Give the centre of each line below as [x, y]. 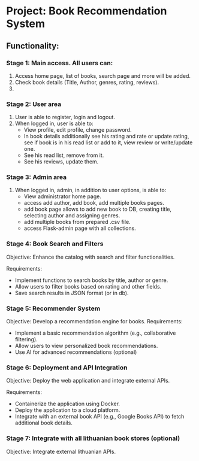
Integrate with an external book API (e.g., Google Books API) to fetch [99, 417]
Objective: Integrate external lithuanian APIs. [61, 451]
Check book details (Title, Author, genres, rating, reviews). [87, 82]
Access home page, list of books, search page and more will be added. [102, 75]
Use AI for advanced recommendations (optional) [76, 352]
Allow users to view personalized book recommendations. [86, 346]
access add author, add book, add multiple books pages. [94, 203]
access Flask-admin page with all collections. [80, 228]
